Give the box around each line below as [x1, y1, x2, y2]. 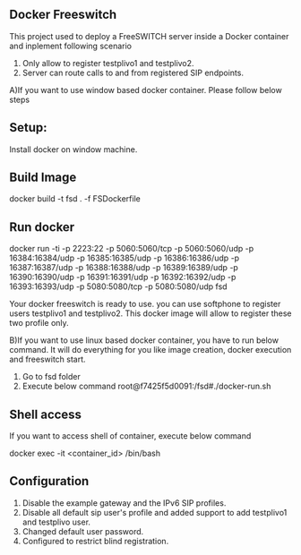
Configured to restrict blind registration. [21, 535, 169, 546]
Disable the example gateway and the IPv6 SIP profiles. [21, 497, 227, 508]
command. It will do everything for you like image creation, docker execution [9, 345, 292, 355]
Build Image [9, 170, 77, 185]
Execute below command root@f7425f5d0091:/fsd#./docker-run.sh [21, 380, 271, 392]
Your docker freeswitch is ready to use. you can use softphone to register [9, 299, 281, 310]
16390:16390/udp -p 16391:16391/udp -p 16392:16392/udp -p [9, 272, 236, 283]
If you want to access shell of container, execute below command [9, 431, 252, 441]
